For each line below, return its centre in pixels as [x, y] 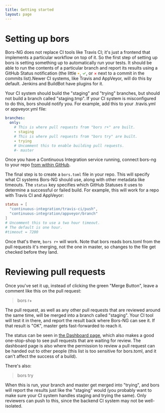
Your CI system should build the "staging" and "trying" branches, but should [82, 93]
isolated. [14, 406]
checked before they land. [32, 252]
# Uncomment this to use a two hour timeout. [52, 223]
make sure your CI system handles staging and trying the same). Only [76, 395]
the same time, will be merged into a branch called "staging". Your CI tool [79, 315]
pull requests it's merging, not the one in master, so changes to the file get [81, 247]
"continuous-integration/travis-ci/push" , [54, 209]
